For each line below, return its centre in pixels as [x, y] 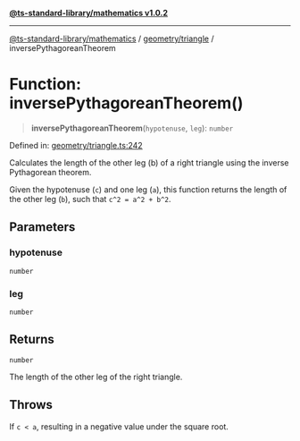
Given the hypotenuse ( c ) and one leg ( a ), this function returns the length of [148, 189]
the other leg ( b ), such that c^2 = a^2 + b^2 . [90, 199]
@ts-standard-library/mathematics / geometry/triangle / [112, 38]
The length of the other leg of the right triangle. [96, 377]
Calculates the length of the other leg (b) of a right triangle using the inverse [149, 162]
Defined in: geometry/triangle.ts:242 [76, 145]
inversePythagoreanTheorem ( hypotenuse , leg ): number [132, 128]
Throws [31, 405]
